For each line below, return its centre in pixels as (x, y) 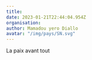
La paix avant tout (28, 50)
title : (14, 12)
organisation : (24, 23)
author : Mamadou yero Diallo (42, 28)
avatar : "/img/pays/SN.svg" (41, 34)
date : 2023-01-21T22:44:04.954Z (46, 17)
